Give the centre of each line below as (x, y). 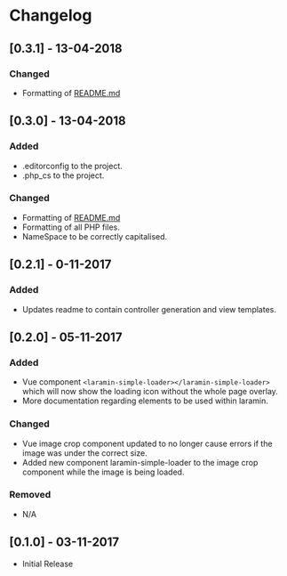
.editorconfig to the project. (72, 166)
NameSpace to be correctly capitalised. (95, 236)
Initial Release (48, 564)
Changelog (51, 16)
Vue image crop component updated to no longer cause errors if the (147, 443)
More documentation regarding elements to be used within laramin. (145, 401)
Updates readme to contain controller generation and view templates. (149, 309)
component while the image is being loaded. (103, 472)
